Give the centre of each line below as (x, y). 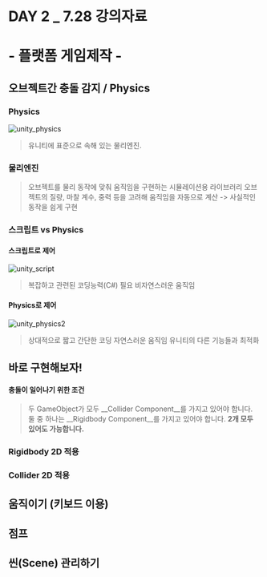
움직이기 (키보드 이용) (59, 504)
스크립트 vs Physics (46, 230)
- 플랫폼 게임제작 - (65, 56)
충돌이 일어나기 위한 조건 (47, 389)
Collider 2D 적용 (39, 475)
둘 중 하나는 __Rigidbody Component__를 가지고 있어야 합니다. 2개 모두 (141, 419)
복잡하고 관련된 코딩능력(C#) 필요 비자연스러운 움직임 (111, 285)
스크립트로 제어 (32, 250)
